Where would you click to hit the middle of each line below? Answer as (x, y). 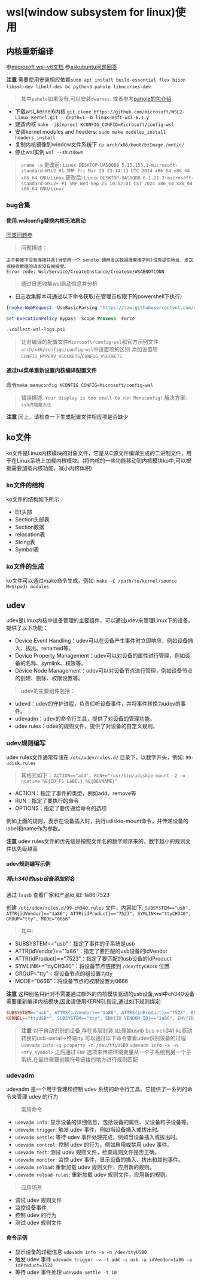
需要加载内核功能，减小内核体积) (52, 468)
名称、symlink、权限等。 (56, 663)
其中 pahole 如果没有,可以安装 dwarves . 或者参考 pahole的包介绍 (96, 99)
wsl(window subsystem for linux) (91, 12)
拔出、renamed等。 (50, 648)
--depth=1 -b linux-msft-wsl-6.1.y (105, 118)
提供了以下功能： (27, 628)
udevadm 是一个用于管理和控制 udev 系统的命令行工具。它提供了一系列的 (97, 1089)
